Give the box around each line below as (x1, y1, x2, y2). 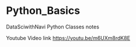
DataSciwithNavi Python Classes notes (6, 23, 99, 30)
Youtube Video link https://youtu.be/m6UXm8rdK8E (6, 34, 130, 41)
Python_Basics (6, 4, 81, 17)
